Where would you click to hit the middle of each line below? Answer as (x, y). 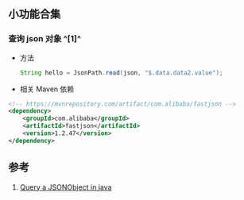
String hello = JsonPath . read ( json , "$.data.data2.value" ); (121, 73)
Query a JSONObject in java (66, 187)
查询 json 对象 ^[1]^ (45, 39)
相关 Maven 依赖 (47, 89)
